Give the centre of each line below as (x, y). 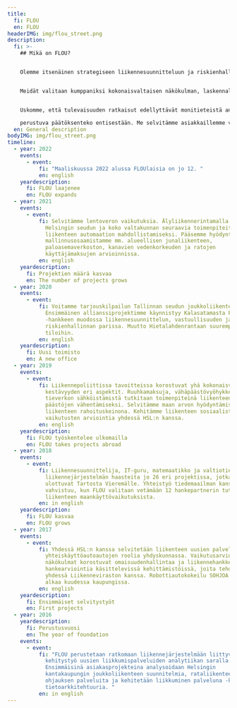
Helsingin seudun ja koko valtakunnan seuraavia (118, 228)
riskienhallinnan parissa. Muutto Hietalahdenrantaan (126, 326)
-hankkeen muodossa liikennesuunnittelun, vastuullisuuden (133, 319)
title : (17, 14)
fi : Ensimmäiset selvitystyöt (70, 602)
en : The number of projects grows (77, 280)
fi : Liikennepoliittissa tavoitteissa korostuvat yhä (119, 385)
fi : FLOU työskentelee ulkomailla (77, 438)
